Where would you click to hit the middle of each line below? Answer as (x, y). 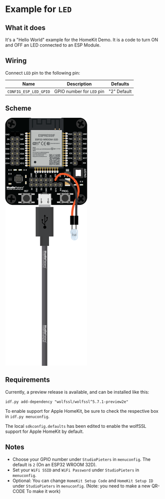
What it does (25, 28)
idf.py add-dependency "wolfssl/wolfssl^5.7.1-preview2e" (67, 402)
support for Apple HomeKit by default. (44, 431)
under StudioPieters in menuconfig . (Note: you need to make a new (81, 486)
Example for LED (38, 9)
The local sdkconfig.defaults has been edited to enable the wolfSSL (76, 426)
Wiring (16, 61)
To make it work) (43, 491)
